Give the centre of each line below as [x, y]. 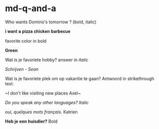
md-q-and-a [31, 8]
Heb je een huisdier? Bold [31, 121]
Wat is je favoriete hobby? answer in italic [47, 60]
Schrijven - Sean [22, 69]
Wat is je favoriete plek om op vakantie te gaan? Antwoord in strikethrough [80, 79]
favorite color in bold [26, 41]
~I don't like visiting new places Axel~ [43, 93]
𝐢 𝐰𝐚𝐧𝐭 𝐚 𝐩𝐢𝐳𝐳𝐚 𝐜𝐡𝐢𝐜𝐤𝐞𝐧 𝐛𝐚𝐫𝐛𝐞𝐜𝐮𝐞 [38, 31]
